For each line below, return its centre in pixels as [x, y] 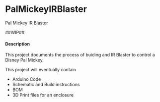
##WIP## [15, 32]
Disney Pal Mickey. [24, 60]
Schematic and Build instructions [46, 85]
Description [18, 44]
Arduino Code [27, 79]
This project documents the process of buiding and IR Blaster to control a [80, 55]
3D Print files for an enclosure [43, 95]
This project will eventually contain [40, 70]
